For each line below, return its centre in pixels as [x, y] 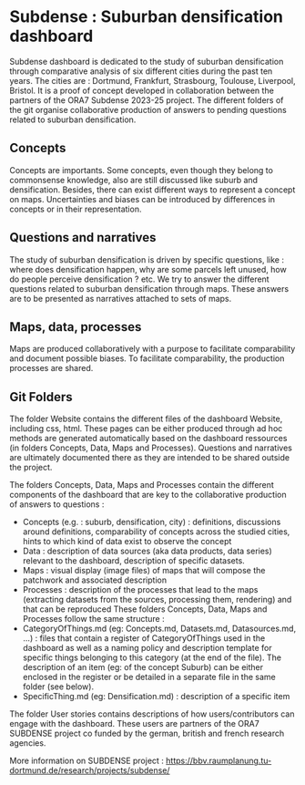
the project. [31, 468]
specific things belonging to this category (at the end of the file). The [152, 657]
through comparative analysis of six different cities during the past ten [141, 71]
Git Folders [41, 397]
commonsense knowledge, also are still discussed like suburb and [133, 180]
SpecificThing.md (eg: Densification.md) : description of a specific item [156, 697]
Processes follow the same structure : [94, 619]
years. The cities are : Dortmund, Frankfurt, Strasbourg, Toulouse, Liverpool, [152, 80]
